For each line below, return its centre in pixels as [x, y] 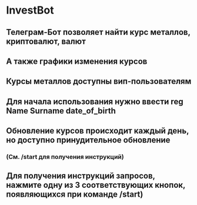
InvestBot [30, 10]
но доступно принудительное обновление [88, 140]
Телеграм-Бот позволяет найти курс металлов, [98, 32]
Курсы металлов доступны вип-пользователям [99, 81]
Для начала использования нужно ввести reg [95, 101]
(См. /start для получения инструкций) [65, 157]
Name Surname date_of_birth [61, 111]
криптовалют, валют [46, 41]
